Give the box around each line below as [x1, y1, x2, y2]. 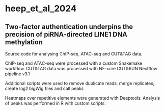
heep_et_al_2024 [5, 3, 77, 14]
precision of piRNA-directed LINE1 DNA [5, 30, 128, 38]
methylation [5, 38, 43, 46]
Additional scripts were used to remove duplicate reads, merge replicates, [5, 81, 155, 86]
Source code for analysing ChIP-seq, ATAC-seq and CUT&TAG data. [5, 51, 142, 56]
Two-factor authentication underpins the [5, 23, 134, 31]
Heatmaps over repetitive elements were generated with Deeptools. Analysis [5, 95, 160, 101]
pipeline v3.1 [5, 71, 30, 77]
